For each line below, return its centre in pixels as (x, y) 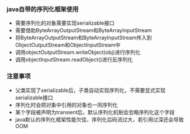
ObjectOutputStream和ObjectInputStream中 (68, 45)
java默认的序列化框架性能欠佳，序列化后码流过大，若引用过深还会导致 (99, 119)
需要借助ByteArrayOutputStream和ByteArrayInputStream (83, 30)
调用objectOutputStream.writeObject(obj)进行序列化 (78, 52)
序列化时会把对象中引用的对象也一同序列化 (66, 105)
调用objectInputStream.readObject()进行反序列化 (74, 60)
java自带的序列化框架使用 (43, 9)
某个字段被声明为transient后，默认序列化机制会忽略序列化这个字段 (95, 112)
